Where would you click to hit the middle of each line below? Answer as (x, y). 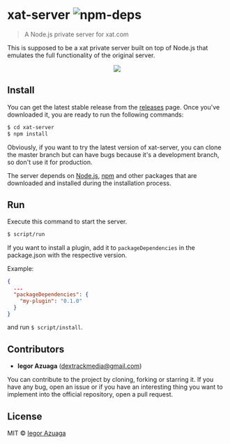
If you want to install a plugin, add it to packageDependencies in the (101, 248)
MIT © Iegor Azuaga (37, 434)
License (25, 416)
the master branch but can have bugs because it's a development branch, (113, 154)
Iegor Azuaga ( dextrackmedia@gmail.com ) (79, 366)
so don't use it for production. (50, 162)
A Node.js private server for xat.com (76, 34)
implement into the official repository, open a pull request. (90, 394)
